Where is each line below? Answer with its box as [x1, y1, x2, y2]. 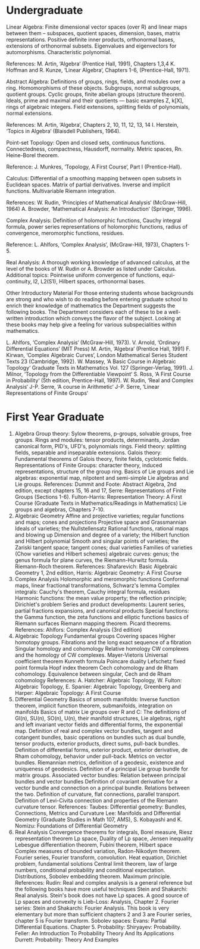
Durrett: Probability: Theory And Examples [14, 936, 119, 943]
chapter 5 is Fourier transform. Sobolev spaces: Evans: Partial [14, 917, 167, 924]
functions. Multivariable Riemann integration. [6, 187, 116, 194]
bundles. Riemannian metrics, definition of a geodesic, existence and [14, 758, 185, 766]
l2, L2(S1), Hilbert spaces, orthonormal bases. [33, 277, 146, 285]
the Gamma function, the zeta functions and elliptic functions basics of [14, 613, 189, 620]
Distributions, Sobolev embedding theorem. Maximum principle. [14, 873, 171, 880]
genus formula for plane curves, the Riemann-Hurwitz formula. [14, 556, 169, 563]
